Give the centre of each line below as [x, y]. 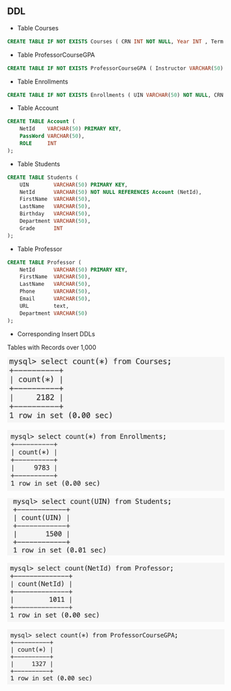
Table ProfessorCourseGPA [56, 55]
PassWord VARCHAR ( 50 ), [52, 136]
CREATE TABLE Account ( [41, 121]
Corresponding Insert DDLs [56, 333]
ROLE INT [38, 144]
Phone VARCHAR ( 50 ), [55, 292]
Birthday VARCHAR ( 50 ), [55, 214]
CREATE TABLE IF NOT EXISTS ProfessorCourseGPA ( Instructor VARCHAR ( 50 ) [115, 68]
